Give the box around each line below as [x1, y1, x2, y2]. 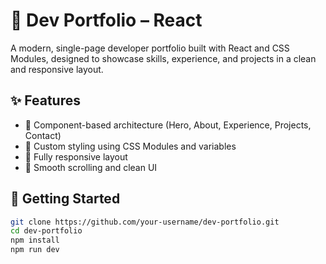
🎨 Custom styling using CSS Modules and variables [24, 140, 237, 152]
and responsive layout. [10, 63, 104, 75]
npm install [10, 235, 60, 246]
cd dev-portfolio [10, 226, 83, 236]
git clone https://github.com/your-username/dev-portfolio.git [10, 217, 280, 227]
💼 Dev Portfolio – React [10, 9, 203, 32]
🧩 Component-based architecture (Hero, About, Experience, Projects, [24, 119, 312, 131]
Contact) [24, 129, 62, 141]
